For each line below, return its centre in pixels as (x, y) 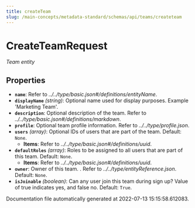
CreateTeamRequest (57, 46)
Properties (26, 80)
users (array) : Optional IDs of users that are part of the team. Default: (98, 131)
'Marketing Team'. (36, 107)
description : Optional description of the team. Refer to (80, 113)
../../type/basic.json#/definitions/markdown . (68, 119)
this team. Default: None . (43, 157)
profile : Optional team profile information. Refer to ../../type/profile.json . (102, 126)
